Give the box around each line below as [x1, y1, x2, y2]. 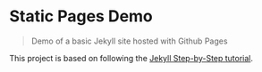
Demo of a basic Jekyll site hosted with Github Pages [30, 36, 228, 46]
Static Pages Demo [9, 6, 154, 27]
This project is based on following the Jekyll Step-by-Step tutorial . [9, 52, 253, 63]
